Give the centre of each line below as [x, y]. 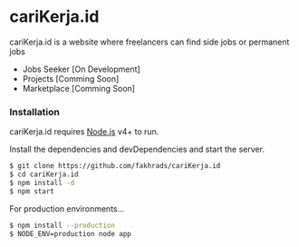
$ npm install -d [42, 183]
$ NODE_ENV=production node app [70, 233]
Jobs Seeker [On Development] [81, 69]
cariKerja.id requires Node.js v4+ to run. [84, 132]
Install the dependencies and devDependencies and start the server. [137, 149]
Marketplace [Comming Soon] [79, 88]
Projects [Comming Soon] [71, 78]
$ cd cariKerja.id [44, 174]
